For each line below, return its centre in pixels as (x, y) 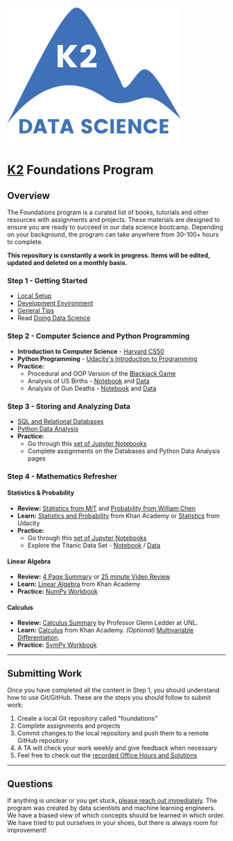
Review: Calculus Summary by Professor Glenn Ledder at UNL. (107, 623)
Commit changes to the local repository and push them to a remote (113, 733)
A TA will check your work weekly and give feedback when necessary (117, 748)
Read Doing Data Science (54, 318)
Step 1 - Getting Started (48, 280)
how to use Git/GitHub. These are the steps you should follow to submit (109, 698)
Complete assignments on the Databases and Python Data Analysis (124, 451)
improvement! (27, 830)
